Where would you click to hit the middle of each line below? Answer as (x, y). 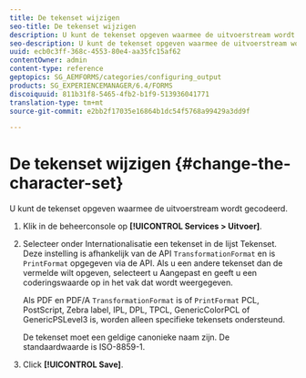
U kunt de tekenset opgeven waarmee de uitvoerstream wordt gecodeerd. (149, 209)
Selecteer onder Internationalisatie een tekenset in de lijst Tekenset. (150, 244)
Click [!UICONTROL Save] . (73, 364)
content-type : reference (56, 69)
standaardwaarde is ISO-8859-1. (84, 347)
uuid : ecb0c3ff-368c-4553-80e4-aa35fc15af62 (95, 52)
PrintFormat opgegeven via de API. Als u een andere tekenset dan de (153, 263)
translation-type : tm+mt (56, 102)
